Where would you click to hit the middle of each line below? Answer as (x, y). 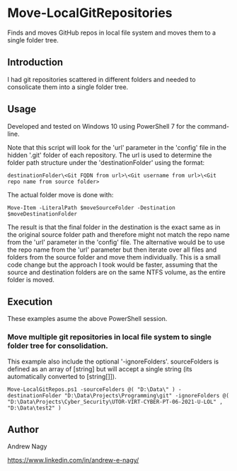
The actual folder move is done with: (60, 194)
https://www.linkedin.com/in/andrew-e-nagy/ (73, 460)
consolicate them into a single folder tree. (68, 87)
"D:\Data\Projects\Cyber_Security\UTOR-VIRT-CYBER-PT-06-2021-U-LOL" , (115, 402)
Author (23, 430)
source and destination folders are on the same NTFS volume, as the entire (117, 272)
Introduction (35, 63)
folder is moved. (31, 279)
